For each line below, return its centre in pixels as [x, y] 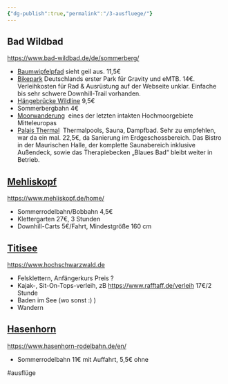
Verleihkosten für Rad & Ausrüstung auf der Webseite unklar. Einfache [117, 86]
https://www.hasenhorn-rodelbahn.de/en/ [67, 346]
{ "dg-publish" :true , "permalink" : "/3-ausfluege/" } [80, 13]
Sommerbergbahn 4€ [48, 109]
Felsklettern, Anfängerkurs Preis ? [65, 278]
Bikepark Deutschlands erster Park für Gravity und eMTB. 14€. [106, 79]
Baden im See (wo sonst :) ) [57, 300]
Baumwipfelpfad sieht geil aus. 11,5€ [69, 72]
